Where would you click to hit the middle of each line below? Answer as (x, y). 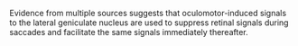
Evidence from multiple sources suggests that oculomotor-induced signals (148, 13)
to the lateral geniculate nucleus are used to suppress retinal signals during (149, 23)
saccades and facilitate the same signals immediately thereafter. (129, 32)
